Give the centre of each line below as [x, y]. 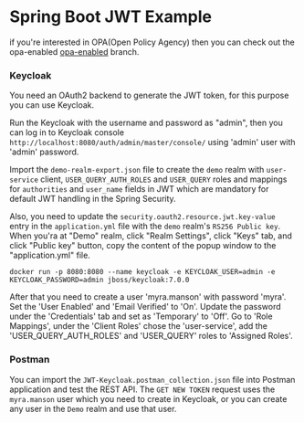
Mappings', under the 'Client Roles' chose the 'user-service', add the [138, 326]
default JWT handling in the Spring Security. [93, 199]
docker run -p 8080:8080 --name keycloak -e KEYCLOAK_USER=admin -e [142, 272]
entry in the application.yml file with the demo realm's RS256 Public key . [145, 227]
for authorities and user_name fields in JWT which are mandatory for [139, 189]
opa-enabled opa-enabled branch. [74, 51]
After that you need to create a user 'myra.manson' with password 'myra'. [148, 297]
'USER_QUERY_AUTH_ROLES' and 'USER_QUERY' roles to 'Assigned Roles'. [152, 336]
